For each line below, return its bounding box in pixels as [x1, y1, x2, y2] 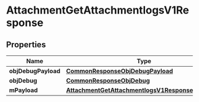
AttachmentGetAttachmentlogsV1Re [6, 4, 190, 17]
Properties [6, 40, 46, 50]
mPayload [9, 86, 38, 94]
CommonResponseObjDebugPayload [66, 67, 174, 75]
